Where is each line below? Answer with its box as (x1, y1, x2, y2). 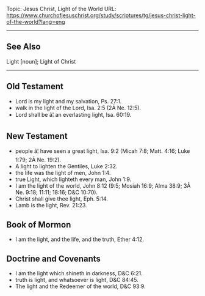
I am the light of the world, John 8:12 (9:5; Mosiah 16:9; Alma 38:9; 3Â (15, 182, 191, 190)
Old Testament (6, 81, 64, 92)
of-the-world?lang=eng (6, 18, 65, 25)
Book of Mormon (6, 220, 71, 230)
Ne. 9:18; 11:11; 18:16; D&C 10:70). (15, 189, 98, 196)
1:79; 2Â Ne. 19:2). (15, 156, 62, 164)
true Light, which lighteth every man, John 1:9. (15, 176, 132, 183)
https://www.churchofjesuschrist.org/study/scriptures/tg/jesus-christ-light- (6, 12, 196, 19)
